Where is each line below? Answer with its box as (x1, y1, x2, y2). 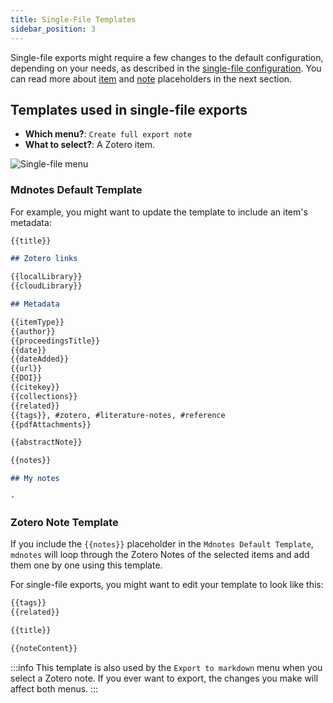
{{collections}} (10, 391, 78, 401)
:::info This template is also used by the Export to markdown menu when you (10, 661, 323, 673)
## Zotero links (10, 254, 78, 264)
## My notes (10, 474, 60, 484)
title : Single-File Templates (10, 14, 137, 25)
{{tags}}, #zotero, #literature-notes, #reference (10, 410, 226, 420)
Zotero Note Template (10, 515, 119, 529)
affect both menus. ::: (10, 682, 99, 695)
